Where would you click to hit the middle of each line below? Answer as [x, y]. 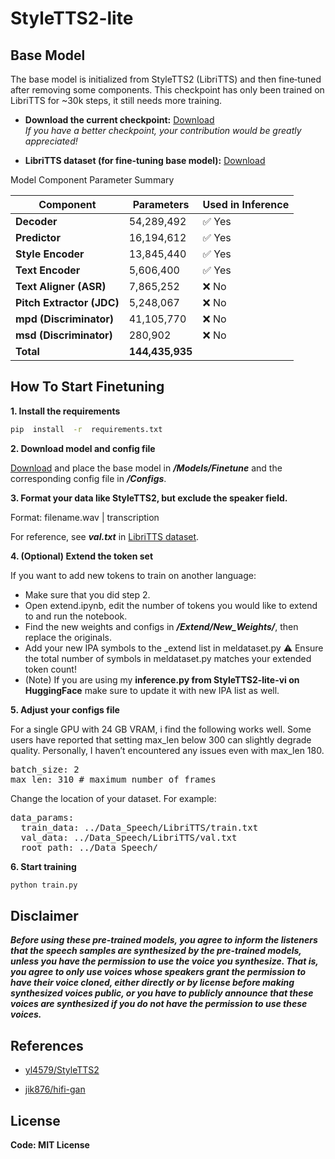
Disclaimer [44, 915]
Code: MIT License [50, 1145]
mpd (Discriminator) [64, 319]
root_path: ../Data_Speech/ [89, 847]
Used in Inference [246, 204]
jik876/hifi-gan [55, 1089]
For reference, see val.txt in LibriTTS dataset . [105, 536]
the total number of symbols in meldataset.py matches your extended [168, 658]
